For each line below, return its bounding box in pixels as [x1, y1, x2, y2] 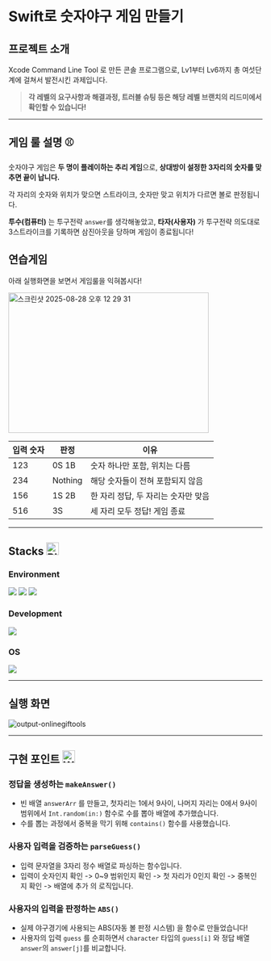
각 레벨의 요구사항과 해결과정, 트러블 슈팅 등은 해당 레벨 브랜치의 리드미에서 [27, 92, 262, 102]
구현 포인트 [8, 753, 60, 766]
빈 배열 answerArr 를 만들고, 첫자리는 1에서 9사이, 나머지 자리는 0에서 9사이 [19, 799, 258, 808]
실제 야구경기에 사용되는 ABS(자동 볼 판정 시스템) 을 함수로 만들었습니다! [19, 923, 248, 933]
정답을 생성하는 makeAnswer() [8, 778, 117, 790]
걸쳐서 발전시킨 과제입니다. [23, 75, 108, 85]
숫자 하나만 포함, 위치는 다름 [90, 460, 191, 471]
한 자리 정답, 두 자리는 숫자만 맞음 [90, 490, 210, 501]
